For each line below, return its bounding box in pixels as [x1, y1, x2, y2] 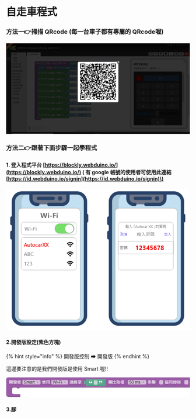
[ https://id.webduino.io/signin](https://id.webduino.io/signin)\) [6, 175, 164, 182]
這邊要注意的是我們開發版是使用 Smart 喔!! [6, 365, 108, 372]
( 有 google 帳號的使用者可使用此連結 [82, 169, 172, 176]
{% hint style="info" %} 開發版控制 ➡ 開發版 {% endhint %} [6, 353, 150, 360]
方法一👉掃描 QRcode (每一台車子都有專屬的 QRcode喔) [6, 27, 164, 36]
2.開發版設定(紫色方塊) [6, 338, 61, 346]
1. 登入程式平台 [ [6, 161, 45, 168]
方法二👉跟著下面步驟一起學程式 [6, 144, 97, 152]
